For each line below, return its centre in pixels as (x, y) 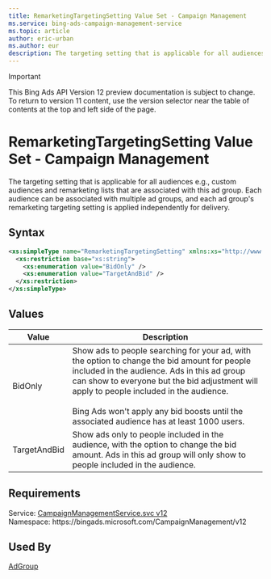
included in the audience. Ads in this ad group (159, 370)
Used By (30, 547)
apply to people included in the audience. (150, 391)
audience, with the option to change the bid (154, 444)
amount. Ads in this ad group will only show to (159, 454)
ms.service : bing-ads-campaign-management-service (95, 23)
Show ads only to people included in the (148, 434)
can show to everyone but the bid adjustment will (165, 381)
